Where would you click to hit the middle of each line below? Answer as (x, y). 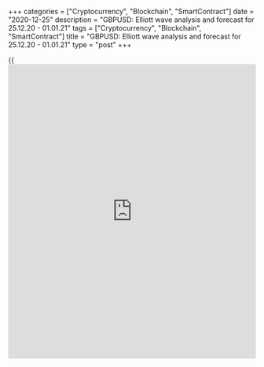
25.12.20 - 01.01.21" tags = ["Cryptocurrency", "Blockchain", (105, 28)
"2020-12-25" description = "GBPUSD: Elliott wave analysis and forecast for (131, 20)
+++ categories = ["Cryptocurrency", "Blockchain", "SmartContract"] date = (131, 11)
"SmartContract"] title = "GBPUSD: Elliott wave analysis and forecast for (125, 36)
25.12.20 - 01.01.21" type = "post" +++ (70, 45)
